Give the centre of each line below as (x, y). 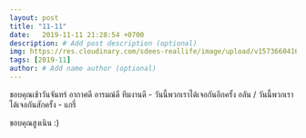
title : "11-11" (38, 26)
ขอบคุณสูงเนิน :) (35, 123)
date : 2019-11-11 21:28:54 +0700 (77, 34)
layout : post (34, 18)
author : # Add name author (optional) (83, 69)
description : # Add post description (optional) (103, 43)
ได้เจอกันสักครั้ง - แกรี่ (43, 104)
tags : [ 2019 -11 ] (40, 60)
